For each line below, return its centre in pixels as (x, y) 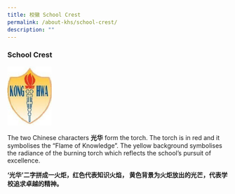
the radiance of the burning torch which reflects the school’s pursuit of (109, 153)
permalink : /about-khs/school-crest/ (62, 22)
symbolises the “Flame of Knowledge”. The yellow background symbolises (115, 145)
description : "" (31, 29)
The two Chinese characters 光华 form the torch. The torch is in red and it (114, 137)
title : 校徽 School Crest (44, 15)
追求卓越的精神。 (38, 183)
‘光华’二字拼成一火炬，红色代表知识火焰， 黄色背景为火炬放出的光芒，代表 (115, 174)
